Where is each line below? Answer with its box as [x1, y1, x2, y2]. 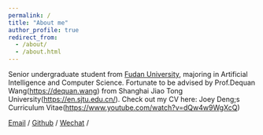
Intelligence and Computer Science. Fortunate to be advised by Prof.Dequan [8, 78, 256, 87]
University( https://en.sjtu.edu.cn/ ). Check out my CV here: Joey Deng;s [8, 95, 240, 104]
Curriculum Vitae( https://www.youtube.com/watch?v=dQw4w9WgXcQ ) [8, 103, 240, 112]
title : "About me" [8, 19, 69, 27]
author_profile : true [8, 26, 80, 34]
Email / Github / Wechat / [8, 119, 89, 127]
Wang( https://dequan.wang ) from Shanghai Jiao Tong [8, 86, 183, 95]
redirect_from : [8, 33, 58, 42]
